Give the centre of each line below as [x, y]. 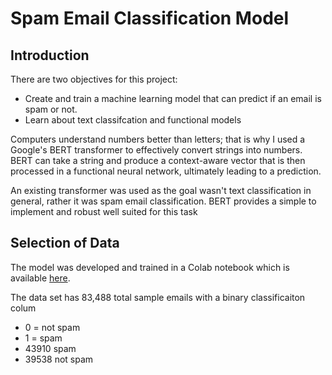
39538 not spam [59, 359]
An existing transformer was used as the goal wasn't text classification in [161, 190]
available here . [40, 278]
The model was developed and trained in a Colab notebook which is [150, 267]
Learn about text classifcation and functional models [133, 120]
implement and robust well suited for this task [104, 211]
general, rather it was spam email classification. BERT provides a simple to [163, 201]
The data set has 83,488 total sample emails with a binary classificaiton [158, 297]
